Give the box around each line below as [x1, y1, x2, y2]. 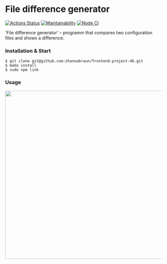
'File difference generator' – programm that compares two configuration [5, 29, 153, 35]
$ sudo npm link [5, 67, 39, 73]
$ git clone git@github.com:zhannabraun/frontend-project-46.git [5, 59, 143, 64]
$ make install [5, 63, 37, 68]
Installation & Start [5, 47, 51, 54]
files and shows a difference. [5, 35, 65, 41]
